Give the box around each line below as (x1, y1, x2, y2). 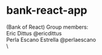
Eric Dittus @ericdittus (6, 29, 62, 36)
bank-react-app (6, 4, 88, 17)
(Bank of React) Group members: (6, 23, 89, 30)
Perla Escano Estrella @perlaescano (6, 36, 97, 43)
